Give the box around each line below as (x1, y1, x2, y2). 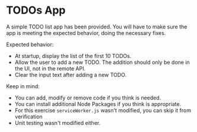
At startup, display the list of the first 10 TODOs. (14, 52, 132, 59)
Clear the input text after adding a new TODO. (14, 71, 126, 78)
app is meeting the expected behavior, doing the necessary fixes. (6, 29, 166, 36)
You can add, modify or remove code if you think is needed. (14, 94, 161, 101)
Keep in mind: (6, 82, 40, 89)
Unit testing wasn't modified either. (14, 119, 101, 126)
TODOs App (6, 4, 66, 17)
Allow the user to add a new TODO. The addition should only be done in (14, 59, 190, 66)
